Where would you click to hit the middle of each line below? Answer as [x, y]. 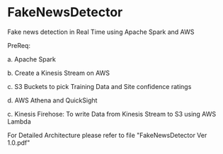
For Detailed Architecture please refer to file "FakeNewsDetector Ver [107, 135]
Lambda [19, 122]
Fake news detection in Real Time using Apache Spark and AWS [101, 32]
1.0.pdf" [19, 143]
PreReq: [19, 45]
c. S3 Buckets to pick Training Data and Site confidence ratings [99, 86]
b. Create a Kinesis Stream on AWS [59, 73]
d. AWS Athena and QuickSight [52, 100]
